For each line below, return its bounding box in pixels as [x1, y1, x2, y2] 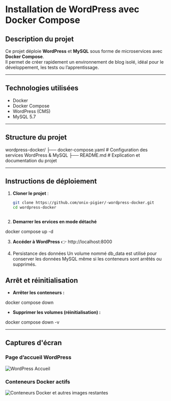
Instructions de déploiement [5, 177, 97, 186]
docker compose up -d [5, 228, 53, 235]
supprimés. [12, 261, 37, 268]
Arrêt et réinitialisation [5, 276, 78, 284]
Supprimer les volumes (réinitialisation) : [12, 309, 101, 315]
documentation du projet [5, 157, 57, 163]
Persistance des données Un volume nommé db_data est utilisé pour [12, 250, 157, 256]
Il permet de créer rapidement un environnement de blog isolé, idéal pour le [5, 59, 164, 65]
